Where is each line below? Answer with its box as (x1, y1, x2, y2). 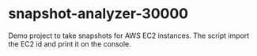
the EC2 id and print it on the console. (8, 39, 132, 48)
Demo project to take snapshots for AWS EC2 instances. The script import (8, 31, 250, 40)
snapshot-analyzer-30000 (8, 5, 188, 23)
